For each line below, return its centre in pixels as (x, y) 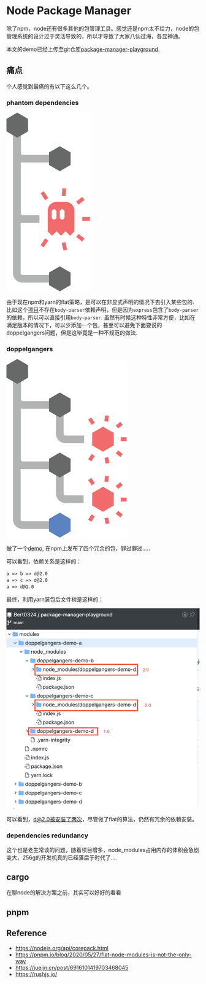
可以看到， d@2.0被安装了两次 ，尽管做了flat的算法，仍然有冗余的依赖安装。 (102, 819)
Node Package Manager (69, 11)
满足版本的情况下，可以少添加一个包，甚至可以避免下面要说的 (84, 325)
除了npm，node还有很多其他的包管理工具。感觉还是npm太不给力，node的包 (103, 28)
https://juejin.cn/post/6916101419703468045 (72, 967)
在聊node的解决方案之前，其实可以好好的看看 (64, 893)
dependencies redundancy (48, 835)
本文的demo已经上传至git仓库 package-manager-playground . (83, 49)
